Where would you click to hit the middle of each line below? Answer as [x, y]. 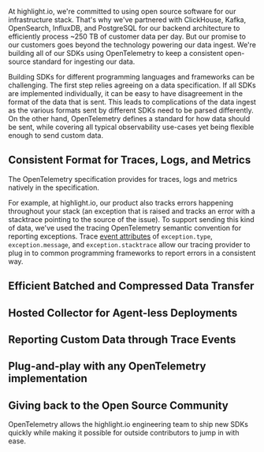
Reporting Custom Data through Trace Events [122, 339]
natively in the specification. [54, 187]
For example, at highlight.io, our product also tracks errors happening [121, 202]
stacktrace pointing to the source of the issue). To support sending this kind [131, 219]
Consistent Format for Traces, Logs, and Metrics [130, 160]
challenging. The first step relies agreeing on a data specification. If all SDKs [132, 85]
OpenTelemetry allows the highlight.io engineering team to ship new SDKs [128, 424]
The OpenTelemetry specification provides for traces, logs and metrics [123, 179]
